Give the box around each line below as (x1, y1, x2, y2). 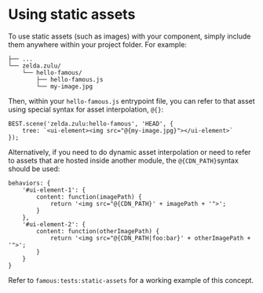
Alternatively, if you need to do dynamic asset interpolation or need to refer (8, 147, 251, 156)
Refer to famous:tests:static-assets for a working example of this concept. (8, 275, 254, 284)
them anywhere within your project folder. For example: (8, 39, 187, 49)
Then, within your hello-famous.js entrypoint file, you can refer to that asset (8, 96, 255, 105)
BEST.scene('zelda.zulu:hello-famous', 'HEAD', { (8, 119, 174, 127)
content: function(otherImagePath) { (36, 227, 159, 235)
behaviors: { (8, 179, 51, 187)
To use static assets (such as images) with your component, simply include (8, 31, 251, 41)
